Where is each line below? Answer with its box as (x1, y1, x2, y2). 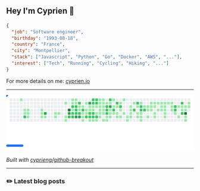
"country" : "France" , (11, 41, 65, 48)
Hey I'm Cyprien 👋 (6, 6, 74, 16)
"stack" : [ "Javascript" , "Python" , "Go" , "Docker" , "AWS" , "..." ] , (11, 54, 183, 60)
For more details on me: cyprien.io (6, 77, 90, 84)
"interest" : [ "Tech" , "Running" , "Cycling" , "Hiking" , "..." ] (11, 60, 169, 66)
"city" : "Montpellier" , (11, 48, 70, 54)
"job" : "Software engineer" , (11, 29, 84, 35)
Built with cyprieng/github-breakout (6, 156, 94, 163)
